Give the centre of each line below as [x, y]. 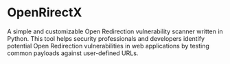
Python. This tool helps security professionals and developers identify [106, 38]
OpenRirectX [45, 13]
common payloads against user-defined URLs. [73, 53]
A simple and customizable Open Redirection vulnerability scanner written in [115, 31]
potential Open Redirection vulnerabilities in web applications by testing [108, 46]
